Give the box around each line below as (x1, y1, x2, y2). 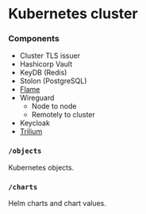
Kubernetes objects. (8, 162, 75, 172)
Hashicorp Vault (19, 59, 73, 69)
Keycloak (19, 118, 50, 128)
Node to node (31, 101, 77, 111)
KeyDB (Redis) (19, 68, 67, 78)
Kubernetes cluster (8, 5, 138, 23)
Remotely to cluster (31, 110, 95, 120)
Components (8, 33, 60, 44)
